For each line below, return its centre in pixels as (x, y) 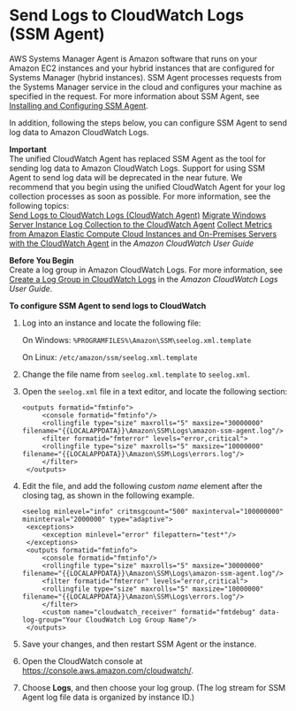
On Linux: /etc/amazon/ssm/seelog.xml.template (110, 357)
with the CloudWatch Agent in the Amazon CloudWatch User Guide (132, 243)
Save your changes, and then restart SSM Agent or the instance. (139, 644)
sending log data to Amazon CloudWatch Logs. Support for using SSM (137, 168)
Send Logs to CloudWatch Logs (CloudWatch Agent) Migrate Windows (138, 215)
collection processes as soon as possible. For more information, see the (140, 196)
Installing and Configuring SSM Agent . (79, 105)
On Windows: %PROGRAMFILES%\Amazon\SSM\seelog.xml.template (137, 340)
